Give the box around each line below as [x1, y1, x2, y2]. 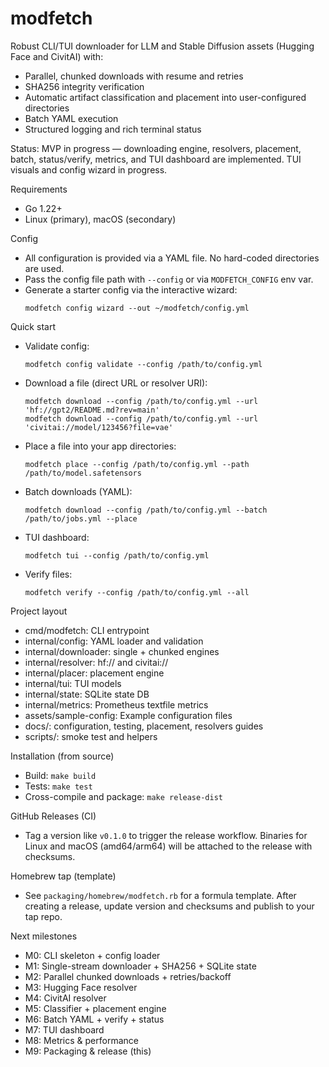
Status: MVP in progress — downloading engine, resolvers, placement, [10, 142, 302, 154]
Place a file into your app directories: [24, 440, 177, 452]
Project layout [10, 605, 68, 617]
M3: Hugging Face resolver [24, 981, 138, 993]
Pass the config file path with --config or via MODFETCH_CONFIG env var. [24, 273, 314, 285]
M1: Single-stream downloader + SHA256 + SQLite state [24, 960, 257, 972]
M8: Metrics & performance [24, 1034, 139, 1046]
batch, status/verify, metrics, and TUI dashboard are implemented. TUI [10, 153, 302, 165]
